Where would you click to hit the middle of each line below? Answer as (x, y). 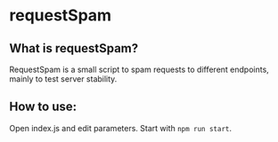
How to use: (43, 107)
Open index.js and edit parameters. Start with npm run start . (121, 128)
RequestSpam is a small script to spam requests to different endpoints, (139, 69)
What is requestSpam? (74, 48)
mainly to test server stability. (63, 79)
